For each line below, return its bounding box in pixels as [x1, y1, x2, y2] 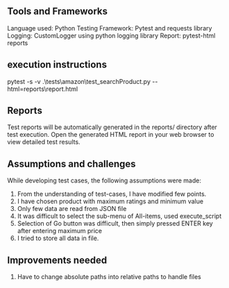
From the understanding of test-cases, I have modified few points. [17, 190, 207, 198]
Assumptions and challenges [7, 158, 137, 169]
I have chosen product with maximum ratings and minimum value [17, 197, 203, 205]
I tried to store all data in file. [17, 234, 99, 242]
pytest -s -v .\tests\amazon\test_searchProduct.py [7, 77, 151, 85]
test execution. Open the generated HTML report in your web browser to [7, 130, 214, 139]
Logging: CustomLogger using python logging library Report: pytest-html [7, 31, 216, 40]
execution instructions [7, 59, 108, 71]
